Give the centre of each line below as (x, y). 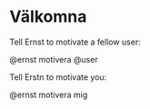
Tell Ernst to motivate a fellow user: (75, 42)
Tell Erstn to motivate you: (58, 77)
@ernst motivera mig (49, 94)
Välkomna (48, 17)
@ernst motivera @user (54, 59)
